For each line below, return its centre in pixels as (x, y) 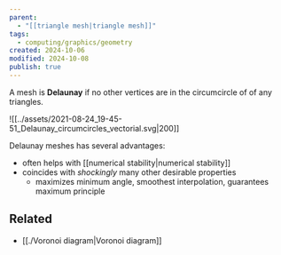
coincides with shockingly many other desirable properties (129, 172)
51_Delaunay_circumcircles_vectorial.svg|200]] (94, 128)
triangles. (27, 101)
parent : (23, 17)
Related (31, 219)
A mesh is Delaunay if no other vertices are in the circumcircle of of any (141, 92)
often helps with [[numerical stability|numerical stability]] (126, 163)
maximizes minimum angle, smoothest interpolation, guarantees (152, 181)
